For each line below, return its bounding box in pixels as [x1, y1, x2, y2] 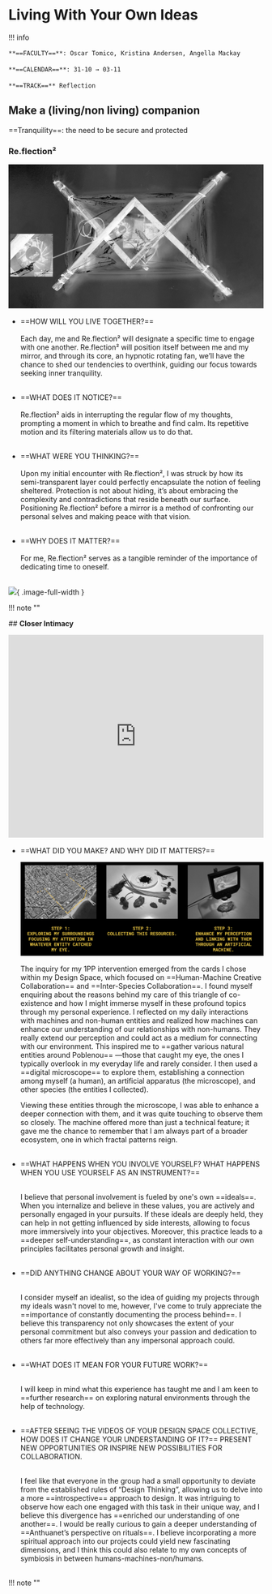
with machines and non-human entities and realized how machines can [19, 1016, 258, 1025]
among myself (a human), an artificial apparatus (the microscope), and [19, 1076, 257, 1085]
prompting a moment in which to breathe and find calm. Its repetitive [19, 418, 249, 428]
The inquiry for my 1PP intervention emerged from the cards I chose [19, 964, 247, 973]
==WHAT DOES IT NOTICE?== [19, 392, 122, 402]
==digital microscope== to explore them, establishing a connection [19, 1067, 244, 1076]
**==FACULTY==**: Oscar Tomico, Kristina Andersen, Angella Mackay [8, 49, 241, 58]
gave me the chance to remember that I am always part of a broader [19, 1126, 249, 1136]
